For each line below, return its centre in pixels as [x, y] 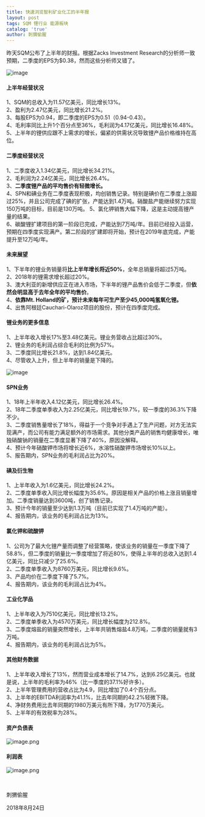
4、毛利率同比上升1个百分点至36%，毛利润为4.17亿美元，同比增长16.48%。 [102, 125]
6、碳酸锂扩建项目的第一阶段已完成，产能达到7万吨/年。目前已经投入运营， [101, 224]
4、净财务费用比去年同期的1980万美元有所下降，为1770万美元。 [87, 704]
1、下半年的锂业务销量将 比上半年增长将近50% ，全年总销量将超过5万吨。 [98, 269]
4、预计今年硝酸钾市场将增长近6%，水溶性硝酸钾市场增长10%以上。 [92, 448]
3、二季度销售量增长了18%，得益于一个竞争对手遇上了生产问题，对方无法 [99, 425]
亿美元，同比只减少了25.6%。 [44, 561]
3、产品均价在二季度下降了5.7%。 [49, 576]
